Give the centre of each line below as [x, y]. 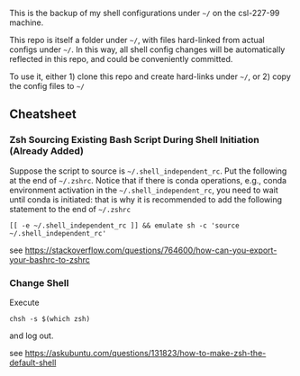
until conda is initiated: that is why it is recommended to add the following [145, 199]
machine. [27, 22]
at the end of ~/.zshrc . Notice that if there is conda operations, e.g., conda [148, 180]
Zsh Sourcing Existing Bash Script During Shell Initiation [134, 140]
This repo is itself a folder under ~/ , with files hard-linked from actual [137, 40]
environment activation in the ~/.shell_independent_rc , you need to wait [144, 190]
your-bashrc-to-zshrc [50, 259]
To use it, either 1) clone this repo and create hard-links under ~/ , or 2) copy [150, 76]
